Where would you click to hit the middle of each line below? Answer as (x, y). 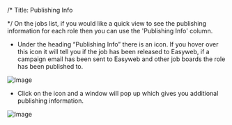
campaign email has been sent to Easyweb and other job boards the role (121, 59)
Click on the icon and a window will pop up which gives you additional (118, 93)
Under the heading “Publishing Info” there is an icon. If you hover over (118, 44)
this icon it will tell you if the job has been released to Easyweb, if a (114, 52)
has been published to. (50, 66)
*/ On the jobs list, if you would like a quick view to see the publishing (107, 23)
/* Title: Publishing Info (40, 10)
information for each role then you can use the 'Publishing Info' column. (110, 31)
